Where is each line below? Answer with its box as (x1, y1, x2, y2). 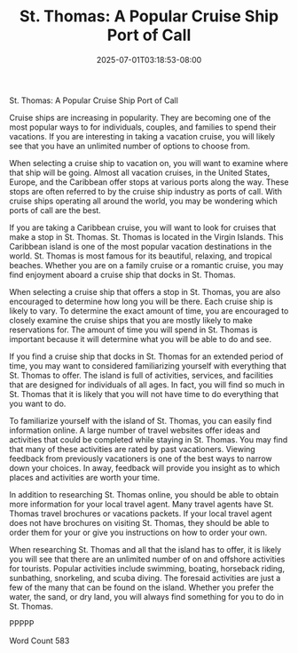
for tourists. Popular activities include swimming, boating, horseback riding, (9, 562, 286, 574)
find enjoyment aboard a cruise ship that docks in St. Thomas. (9, 269, 237, 280)
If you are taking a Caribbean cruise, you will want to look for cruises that (9, 222, 277, 233)
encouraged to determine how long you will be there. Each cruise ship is (9, 296, 273, 307)
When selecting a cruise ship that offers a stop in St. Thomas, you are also (9, 286, 281, 297)
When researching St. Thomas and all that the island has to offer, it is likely (9, 544, 282, 554)
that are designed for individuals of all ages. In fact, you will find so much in (9, 379, 286, 390)
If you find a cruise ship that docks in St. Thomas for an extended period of (9, 351, 284, 362)
